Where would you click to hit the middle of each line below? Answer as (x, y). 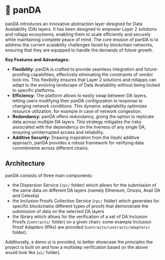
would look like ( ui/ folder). (33, 252)
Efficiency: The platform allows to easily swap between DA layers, (80, 95)
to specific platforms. (34, 90)
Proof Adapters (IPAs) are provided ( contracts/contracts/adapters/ (81, 227)
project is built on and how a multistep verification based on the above (76, 247)
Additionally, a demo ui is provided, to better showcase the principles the (79, 242)
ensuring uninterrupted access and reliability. (58, 132)
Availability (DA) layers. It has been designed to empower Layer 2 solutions (81, 29)
